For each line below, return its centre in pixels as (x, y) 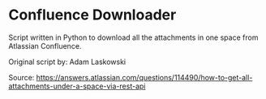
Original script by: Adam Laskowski (67, 62)
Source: (21, 77)
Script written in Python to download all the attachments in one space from (133, 37)
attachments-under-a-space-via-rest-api (77, 86)
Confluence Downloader (92, 15)
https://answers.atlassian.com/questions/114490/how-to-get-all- (144, 77)
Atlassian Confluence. (45, 45)
